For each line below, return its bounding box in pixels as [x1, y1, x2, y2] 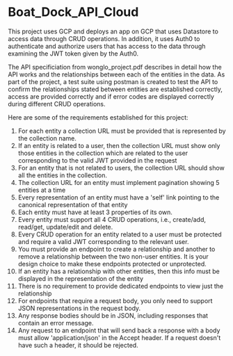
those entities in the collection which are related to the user [17, 149, 188, 157]
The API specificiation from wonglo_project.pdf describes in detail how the [8, 63, 222, 71]
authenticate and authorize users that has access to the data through [8, 42, 206, 50]
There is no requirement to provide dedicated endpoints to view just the [17, 282, 224, 290]
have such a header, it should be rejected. [17, 341, 138, 349]
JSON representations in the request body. [17, 304, 141, 312]
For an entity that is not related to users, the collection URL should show [17, 163, 225, 172]
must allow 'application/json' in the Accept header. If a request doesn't [17, 333, 221, 341]
